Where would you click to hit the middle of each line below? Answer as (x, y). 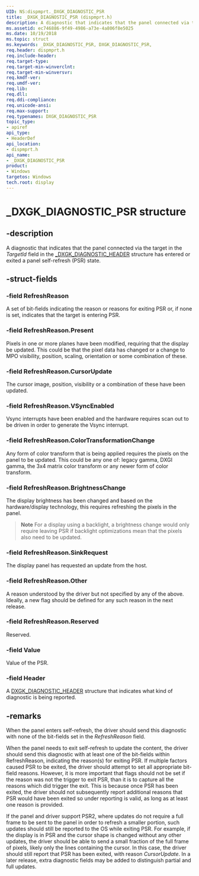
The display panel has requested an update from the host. (77, 565)
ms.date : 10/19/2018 (32, 34)
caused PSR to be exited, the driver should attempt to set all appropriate (94, 767)
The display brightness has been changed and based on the (79, 500)
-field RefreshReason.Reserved (52, 622)
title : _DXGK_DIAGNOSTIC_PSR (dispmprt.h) (59, 17)
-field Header (26, 678)
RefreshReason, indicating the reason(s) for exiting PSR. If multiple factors (97, 761)
